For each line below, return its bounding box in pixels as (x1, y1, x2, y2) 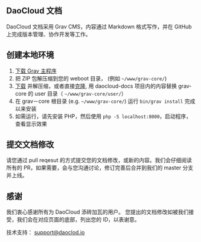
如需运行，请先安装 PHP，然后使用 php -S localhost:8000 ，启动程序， (14, 113, 192, 120)
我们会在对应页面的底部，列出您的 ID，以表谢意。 (16, 216, 140, 223)
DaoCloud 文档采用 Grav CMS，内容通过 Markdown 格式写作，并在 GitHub (6, 23, 192, 30)
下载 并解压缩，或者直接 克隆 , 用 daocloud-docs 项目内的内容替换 (14, 82, 177, 90)
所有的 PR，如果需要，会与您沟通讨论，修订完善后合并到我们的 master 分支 (6, 164, 194, 171)
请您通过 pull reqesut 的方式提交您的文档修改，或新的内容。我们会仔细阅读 (6, 157, 192, 164)
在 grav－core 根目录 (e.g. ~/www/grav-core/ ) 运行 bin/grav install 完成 (14, 97, 196, 105)
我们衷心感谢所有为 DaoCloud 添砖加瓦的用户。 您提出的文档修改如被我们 (6, 208, 189, 216)
